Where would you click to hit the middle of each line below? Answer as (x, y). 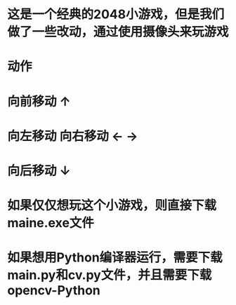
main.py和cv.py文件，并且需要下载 (110, 275)
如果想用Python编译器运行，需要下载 (115, 258)
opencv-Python (54, 291)
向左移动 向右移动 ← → (73, 136)
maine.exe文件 (51, 223)
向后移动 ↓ (39, 171)
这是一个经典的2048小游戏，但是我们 (116, 14)
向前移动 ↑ (39, 101)
